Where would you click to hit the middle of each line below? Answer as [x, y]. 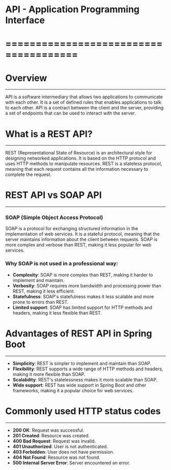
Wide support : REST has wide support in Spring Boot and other [79, 385]
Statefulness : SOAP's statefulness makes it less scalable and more [83, 296]
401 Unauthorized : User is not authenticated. [60, 446]
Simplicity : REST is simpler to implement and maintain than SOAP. [82, 363]
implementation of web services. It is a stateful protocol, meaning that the [82, 234]
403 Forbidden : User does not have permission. [63, 452]
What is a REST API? [49, 134]
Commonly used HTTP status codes [83, 411]
